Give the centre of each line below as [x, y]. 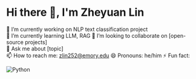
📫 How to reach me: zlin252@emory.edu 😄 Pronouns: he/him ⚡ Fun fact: [98, 55]
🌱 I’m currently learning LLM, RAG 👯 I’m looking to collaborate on [87, 35]
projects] [36, 42]
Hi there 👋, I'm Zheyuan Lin [75, 12]
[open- [177, 35]
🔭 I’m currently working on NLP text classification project [77, 29]
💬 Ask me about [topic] [35, 49]
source [15, 42]
